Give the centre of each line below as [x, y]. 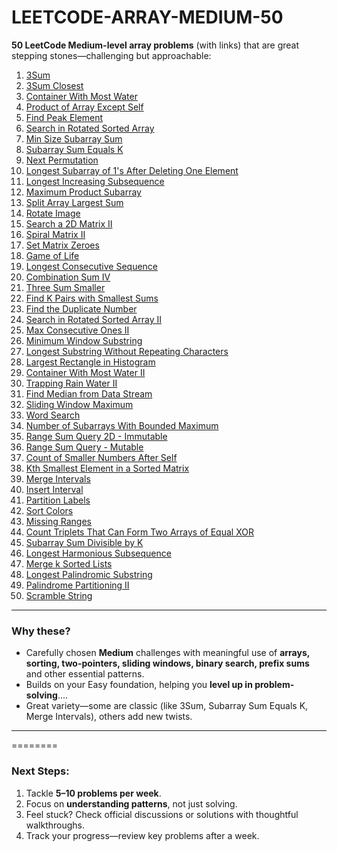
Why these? [41, 631]
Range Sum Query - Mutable [84, 447]
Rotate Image [53, 213]
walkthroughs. [55, 825]
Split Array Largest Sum [74, 202]
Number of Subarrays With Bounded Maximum [122, 425]
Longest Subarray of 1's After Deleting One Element [132, 170]
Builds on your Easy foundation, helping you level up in [139, 685]
